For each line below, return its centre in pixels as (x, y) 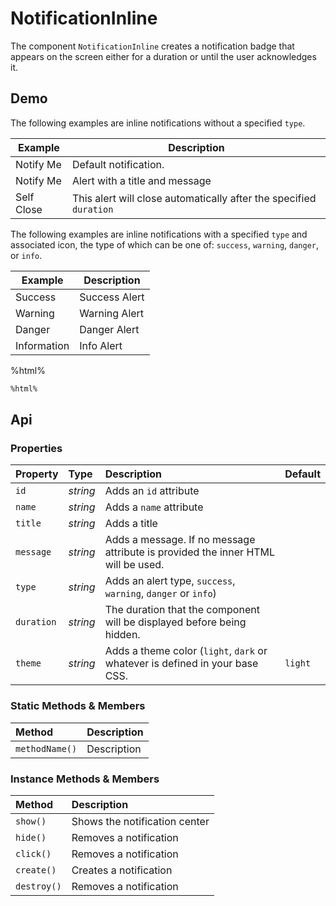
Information (42, 345)
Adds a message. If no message (180, 540)
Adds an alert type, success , (170, 581)
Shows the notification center (140, 821)
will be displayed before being (175, 622)
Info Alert (101, 345)
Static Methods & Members (78, 706)
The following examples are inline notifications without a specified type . (158, 123)
